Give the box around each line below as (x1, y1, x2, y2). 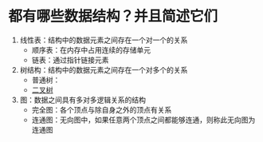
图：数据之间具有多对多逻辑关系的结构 (19, 95, 146, 105)
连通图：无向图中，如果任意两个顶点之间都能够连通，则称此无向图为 (31, 115, 256, 124)
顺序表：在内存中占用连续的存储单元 (31, 45, 151, 54)
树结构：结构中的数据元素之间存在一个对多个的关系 (19, 65, 188, 74)
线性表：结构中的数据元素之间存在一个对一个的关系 (19, 35, 188, 45)
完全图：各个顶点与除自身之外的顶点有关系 (31, 105, 172, 114)
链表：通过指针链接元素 (31, 55, 109, 65)
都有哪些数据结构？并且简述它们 (8, 7, 218, 26)
